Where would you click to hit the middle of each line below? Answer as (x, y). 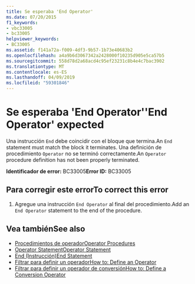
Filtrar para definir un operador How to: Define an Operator (85, 262)
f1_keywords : (22, 22)
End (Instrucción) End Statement (53, 256)
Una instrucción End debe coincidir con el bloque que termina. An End (89, 141)
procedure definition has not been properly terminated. (73, 159)
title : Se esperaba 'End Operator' (50, 12)
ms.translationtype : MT (35, 66)
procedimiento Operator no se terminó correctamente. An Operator (86, 154)
